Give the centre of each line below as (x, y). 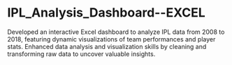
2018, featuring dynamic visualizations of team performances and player (111, 39)
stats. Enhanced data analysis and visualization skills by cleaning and (107, 46)
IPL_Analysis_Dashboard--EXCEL (106, 13)
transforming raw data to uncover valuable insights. (81, 54)
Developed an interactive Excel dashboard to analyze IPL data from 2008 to (116, 32)
